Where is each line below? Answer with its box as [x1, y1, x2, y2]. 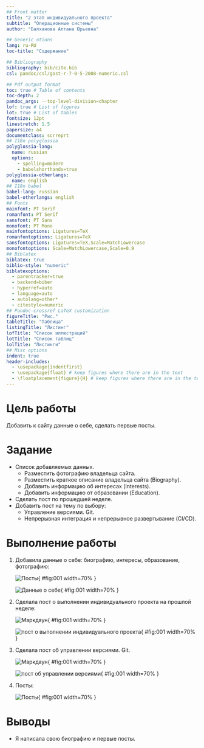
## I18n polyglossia [6, 138, 59, 144]
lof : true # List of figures [6, 104, 80, 110]
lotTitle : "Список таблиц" [6, 336, 75, 342]
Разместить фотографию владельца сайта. [24, 469, 136, 477]
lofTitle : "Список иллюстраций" [6, 330, 88, 336]
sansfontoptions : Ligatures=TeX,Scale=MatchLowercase [6, 240, 146, 246]
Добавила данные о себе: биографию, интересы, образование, [15, 556, 180, 563]
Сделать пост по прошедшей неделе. [15, 495, 113, 502]
